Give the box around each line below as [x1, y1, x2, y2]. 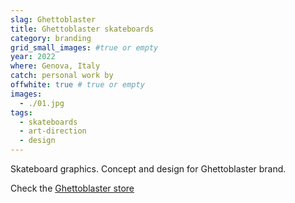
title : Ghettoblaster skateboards [10, 24, 155, 34]
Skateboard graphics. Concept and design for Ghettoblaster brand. [10, 163, 287, 175]
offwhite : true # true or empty [10, 80, 145, 90]
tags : [10, 107, 33, 118]
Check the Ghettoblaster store [10, 182, 135, 194]
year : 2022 [10, 52, 56, 62]
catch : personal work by [10, 71, 114, 81]
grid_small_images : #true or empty [10, 42, 159, 53]
